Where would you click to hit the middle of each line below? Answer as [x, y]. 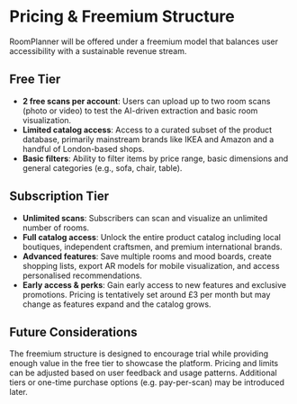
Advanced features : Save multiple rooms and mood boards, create [147, 256]
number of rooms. [56, 228]
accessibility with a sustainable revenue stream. [98, 50]
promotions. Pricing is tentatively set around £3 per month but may [146, 294]
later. [19, 392]
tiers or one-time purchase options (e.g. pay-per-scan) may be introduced [147, 382]
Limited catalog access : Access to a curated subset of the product [147, 130]
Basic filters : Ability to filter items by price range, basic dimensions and [155, 158]
